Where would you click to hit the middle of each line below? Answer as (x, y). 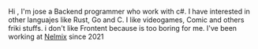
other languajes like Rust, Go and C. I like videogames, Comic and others (126, 20)
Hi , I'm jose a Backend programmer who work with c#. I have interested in (129, 11)
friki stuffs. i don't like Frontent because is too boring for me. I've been (123, 28)
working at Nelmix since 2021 (56, 36)
